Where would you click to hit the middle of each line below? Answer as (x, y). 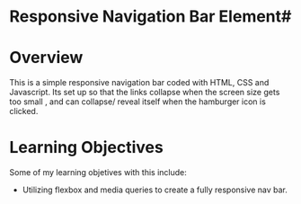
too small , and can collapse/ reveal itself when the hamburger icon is (138, 102)
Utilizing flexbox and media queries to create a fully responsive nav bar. (155, 190)
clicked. (24, 111)
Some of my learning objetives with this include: (98, 173)
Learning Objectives (86, 148)
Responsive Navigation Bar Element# (150, 17)
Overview (46, 58)
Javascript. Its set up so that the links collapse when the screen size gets (145, 93)
